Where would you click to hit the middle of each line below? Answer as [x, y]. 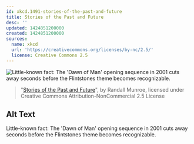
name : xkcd [25, 45]
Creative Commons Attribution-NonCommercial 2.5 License [93, 96]
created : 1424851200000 [35, 34]
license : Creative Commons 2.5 [50, 55]
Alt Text [21, 114]
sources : [17, 39]
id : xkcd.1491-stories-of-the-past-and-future [64, 11]
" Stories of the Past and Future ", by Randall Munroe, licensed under [102, 89]
